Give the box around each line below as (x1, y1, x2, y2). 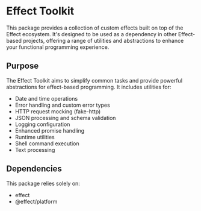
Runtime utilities (14, 133, 55, 140)
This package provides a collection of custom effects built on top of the (6, 24, 184, 31)
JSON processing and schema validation (14, 114, 116, 121)
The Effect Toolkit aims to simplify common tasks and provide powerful (6, 77, 182, 84)
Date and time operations (14, 95, 78, 102)
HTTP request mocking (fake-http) (14, 107, 101, 115)
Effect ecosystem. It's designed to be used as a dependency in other (6, 30, 177, 37)
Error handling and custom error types (14, 101, 110, 109)
